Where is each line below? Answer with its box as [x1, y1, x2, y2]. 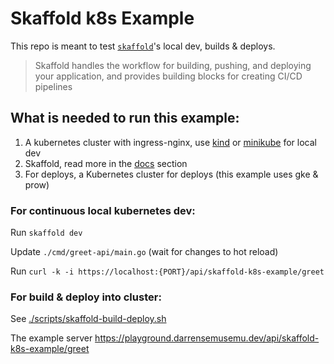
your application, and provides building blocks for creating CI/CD [34, 70, 303, 82]
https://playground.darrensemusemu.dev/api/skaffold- [94, 332, 320, 344]
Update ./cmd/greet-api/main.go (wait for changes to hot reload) [10, 246, 279, 258]
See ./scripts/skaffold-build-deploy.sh [10, 313, 167, 325]
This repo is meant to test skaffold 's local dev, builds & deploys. [10, 40, 276, 52]
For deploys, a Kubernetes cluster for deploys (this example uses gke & [24, 168, 319, 180]
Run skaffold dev [10, 227, 83, 239]
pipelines [34, 80, 73, 92]
